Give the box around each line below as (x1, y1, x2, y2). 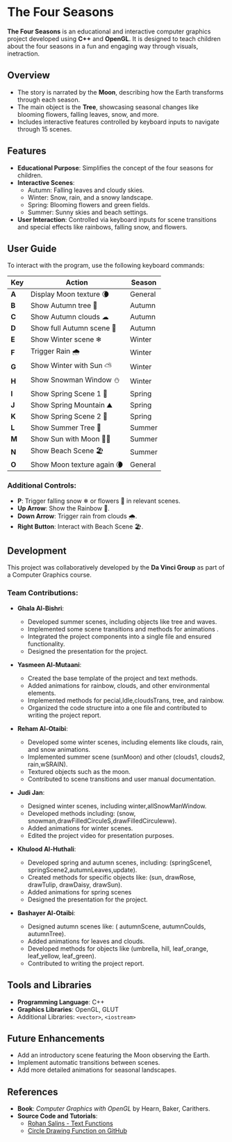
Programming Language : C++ (17, 997, 105, 1006)
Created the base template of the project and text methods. (27, 674, 198, 682)
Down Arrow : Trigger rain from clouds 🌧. (17, 512, 138, 520)
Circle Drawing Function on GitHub (27, 1127, 127, 1135)
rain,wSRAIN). (27, 759, 68, 769)
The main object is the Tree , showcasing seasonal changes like (17, 102, 199, 111)
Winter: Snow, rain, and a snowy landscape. (27, 193, 154, 202)
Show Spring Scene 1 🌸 (30, 389, 108, 399)
